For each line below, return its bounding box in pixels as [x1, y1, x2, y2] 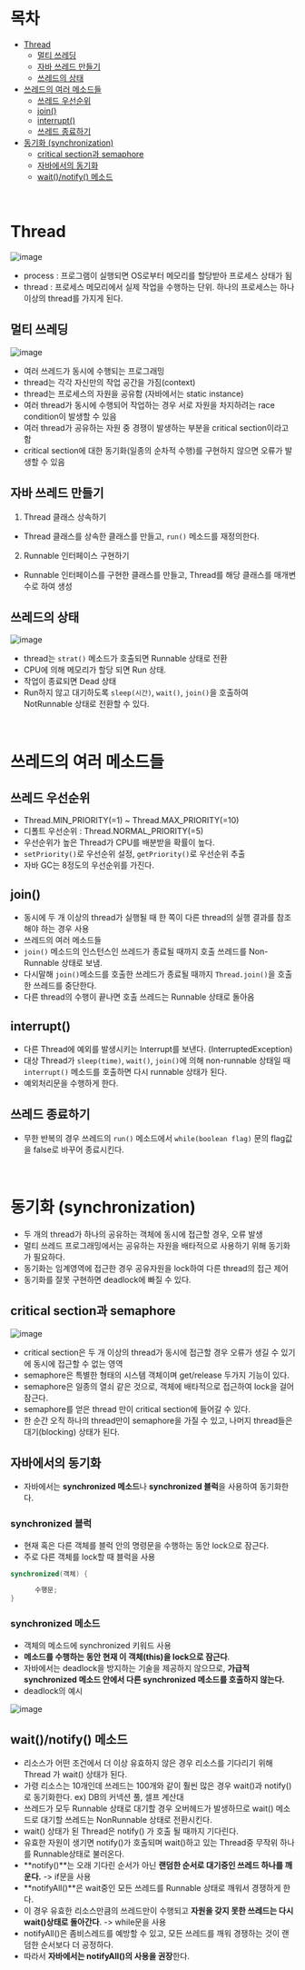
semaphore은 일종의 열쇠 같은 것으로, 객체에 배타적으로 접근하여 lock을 [23, 1380, 278, 1391]
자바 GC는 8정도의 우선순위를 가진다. [23, 860, 155, 871]
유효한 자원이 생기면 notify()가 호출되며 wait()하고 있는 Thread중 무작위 [23, 1837, 279, 1848]
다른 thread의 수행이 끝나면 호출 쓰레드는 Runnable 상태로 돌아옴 [23, 991, 255, 1002]
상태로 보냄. [61, 958, 103, 969]
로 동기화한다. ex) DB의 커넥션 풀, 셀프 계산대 [23, 1792, 184, 1803]
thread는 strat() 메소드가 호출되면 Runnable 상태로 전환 [23, 653, 228, 664]
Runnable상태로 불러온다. [33, 1848, 125, 1859]
